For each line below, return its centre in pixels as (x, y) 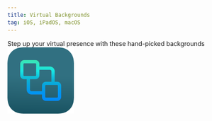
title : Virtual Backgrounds (49, 15)
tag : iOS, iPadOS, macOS (44, 22)
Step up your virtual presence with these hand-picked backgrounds (106, 43)
